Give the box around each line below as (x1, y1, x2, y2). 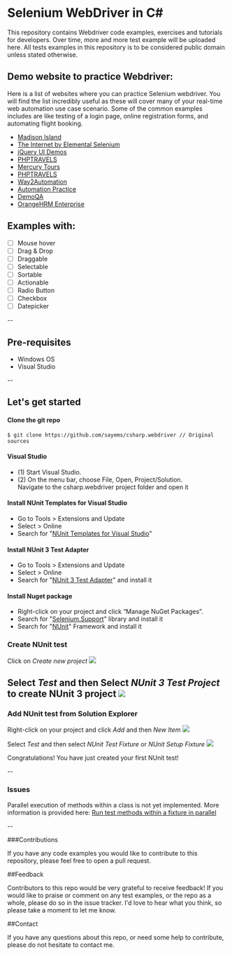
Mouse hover (17, 238, 56, 247)
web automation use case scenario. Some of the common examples (7, 104, 203, 113)
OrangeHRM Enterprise (17, 200, 85, 208)
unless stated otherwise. (7, 50, 78, 59)
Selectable (17, 262, 49, 271)
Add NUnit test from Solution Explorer (7, 709, 138, 718)
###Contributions (7, 835, 58, 844)
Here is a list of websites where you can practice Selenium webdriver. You (7, 89, 221, 97)
